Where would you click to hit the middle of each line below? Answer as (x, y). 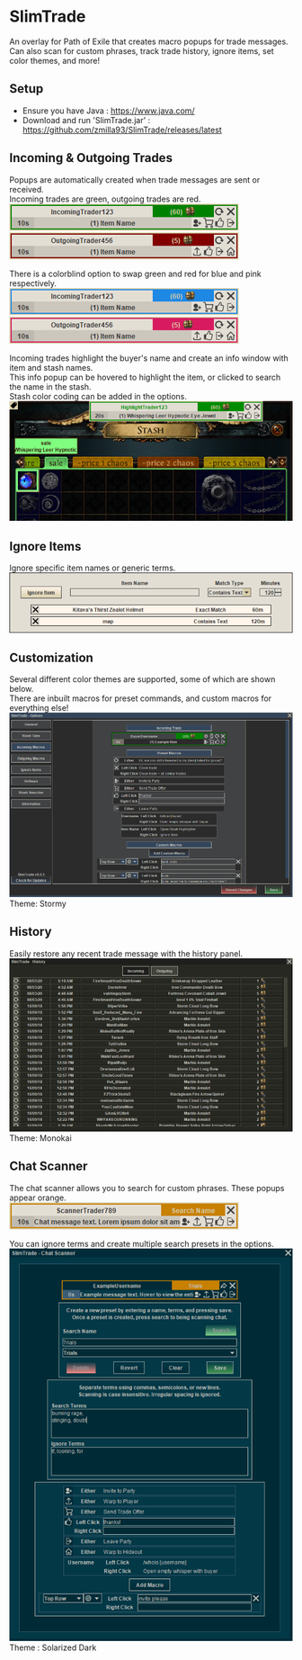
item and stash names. (51, 367)
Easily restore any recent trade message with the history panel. (126, 953)
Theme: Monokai (40, 1138)
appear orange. (38, 1198)
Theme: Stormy (38, 904)
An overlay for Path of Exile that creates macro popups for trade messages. (149, 41)
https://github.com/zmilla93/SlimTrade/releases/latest (122, 130)
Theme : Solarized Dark (53, 1647)
